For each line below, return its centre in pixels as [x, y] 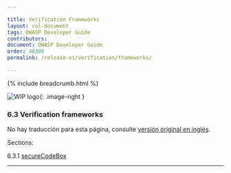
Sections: [21, 143]
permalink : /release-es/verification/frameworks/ [80, 58]
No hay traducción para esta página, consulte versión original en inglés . [109, 129]
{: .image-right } [62, 96]
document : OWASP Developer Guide [55, 45]
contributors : [27, 38]
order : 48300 [26, 51]
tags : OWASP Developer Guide [49, 32]
